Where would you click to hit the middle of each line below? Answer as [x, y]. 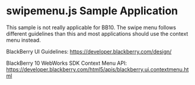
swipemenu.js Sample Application [92, 11]
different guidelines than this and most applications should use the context [97, 33]
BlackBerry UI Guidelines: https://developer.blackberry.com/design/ [89, 51]
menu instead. [24, 40]
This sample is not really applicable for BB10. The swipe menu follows [91, 27]
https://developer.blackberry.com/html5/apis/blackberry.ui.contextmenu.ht [97, 69]
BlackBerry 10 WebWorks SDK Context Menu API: [67, 63]
